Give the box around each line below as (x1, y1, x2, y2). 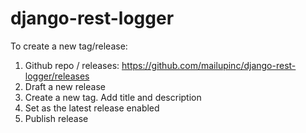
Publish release (24, 112, 89, 124)
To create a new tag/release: (10, 40, 128, 52)
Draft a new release (24, 80, 106, 92)
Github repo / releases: (24, 59, 120, 71)
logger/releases (24, 70, 90, 82)
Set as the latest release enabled (24, 102, 160, 114)
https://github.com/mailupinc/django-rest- (121, 59, 297, 71)
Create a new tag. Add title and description (24, 91, 202, 103)
